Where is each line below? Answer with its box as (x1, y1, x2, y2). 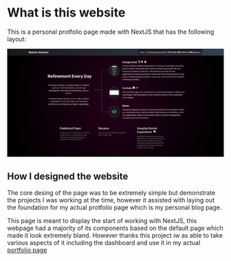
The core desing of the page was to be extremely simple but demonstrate (7, 189, 216, 197)
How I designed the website (7, 170, 129, 182)
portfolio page (7, 246, 47, 254)
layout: (7, 34, 26, 43)
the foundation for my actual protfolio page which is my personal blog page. (7, 203, 222, 211)
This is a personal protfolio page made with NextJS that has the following (7, 28, 214, 36)
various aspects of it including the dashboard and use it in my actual (7, 239, 201, 247)
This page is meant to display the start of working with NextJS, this (7, 217, 197, 225)
